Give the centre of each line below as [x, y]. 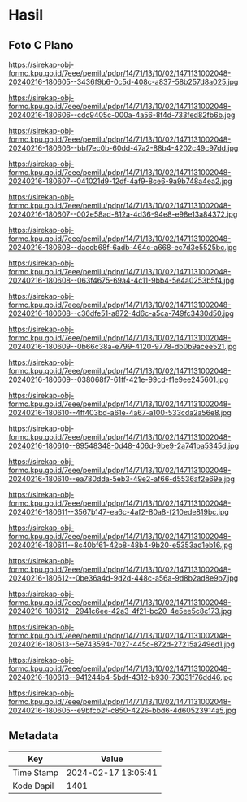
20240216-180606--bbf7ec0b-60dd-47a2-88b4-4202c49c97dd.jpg [123, 148]
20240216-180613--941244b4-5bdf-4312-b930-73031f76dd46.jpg [121, 677]
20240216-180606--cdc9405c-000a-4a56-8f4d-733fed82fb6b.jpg [122, 115]
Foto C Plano [41, 45]
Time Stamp [36, 773]
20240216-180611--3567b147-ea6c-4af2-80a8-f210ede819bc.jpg [119, 512]
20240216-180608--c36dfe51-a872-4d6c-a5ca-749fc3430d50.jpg [121, 313]
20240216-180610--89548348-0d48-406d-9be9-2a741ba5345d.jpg [124, 446]
